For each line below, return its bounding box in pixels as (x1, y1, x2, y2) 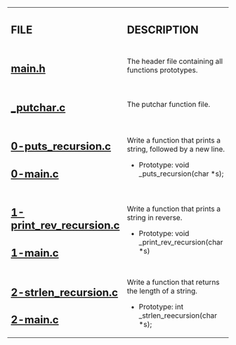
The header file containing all (126, 56, 223, 66)
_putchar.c (11, 100, 66, 115)
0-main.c (11, 167, 59, 181)
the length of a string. (126, 286, 198, 296)
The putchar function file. (126, 100, 211, 110)
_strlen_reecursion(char (138, 311, 218, 320)
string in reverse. (126, 212, 183, 222)
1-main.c (11, 246, 59, 259)
